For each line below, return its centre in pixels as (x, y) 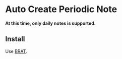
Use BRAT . (16, 51)
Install (15, 39)
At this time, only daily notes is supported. (50, 23)
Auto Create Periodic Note (61, 9)
